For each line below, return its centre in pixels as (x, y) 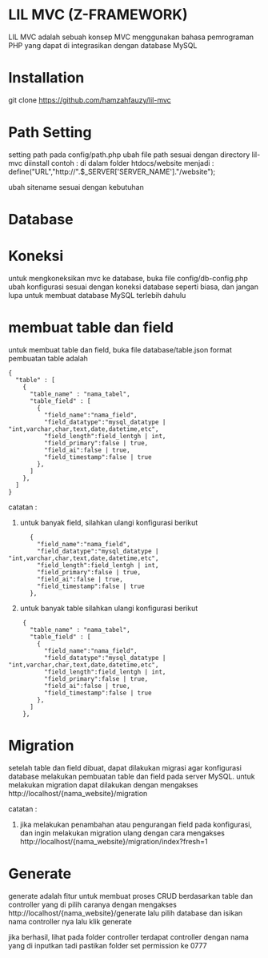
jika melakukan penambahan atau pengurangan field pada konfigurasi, (136, 824)
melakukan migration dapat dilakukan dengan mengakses (103, 785)
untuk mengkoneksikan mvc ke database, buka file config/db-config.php (128, 278)
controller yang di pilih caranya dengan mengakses (93, 904)
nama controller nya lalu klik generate (70, 921)
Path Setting (50, 133)
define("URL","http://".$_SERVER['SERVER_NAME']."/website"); (112, 171)
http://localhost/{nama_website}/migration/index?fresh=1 (114, 841)
